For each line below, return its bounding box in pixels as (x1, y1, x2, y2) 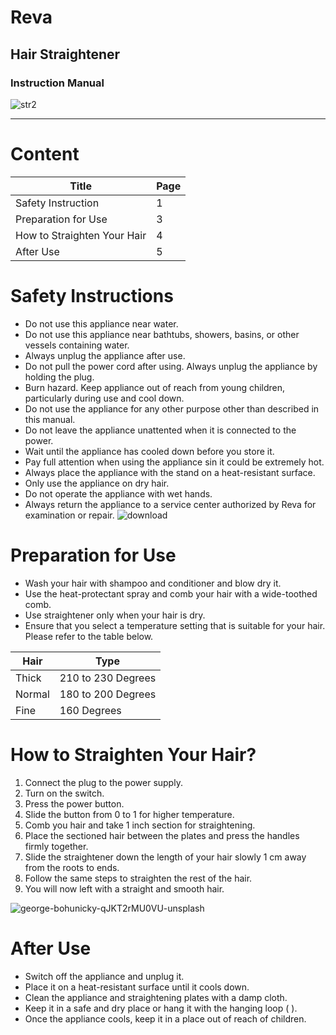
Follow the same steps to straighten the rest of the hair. (24, 872, 253, 884)
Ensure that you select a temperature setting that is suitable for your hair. (24, 619, 326, 631)
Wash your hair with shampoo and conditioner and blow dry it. (24, 577, 282, 589)
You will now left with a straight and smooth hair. (24, 882, 225, 895)
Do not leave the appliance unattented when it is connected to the (24, 424, 297, 436)
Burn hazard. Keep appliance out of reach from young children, (24, 381, 286, 393)
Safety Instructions (10, 285, 174, 307)
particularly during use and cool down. (24, 392, 185, 404)
